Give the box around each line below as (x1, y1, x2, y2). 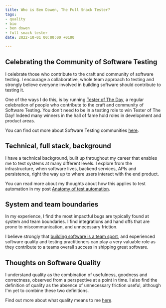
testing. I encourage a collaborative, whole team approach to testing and (5, 76, 155, 82)
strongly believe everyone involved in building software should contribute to (5, 82, 161, 88)
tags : (5, 12, 16, 17)
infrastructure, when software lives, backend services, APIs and (5, 165, 137, 172)
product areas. (5, 117, 35, 123)
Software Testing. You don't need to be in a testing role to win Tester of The (5, 107, 161, 113)
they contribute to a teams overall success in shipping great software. (5, 244, 149, 250)
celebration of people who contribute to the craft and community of (5, 102, 144, 107)
